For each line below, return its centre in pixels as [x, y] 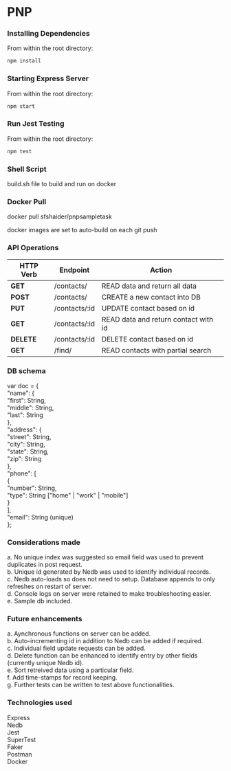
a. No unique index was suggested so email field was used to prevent [106, 557]
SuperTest [22, 739]
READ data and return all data [149, 286]
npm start [21, 106]
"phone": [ [22, 473]
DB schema [26, 370]
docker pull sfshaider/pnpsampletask [59, 216]
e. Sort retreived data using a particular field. [70, 670]
